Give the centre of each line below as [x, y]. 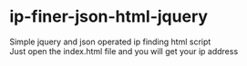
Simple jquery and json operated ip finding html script [110, 42]
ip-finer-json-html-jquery [108, 17]
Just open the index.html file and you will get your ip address [124, 51]
